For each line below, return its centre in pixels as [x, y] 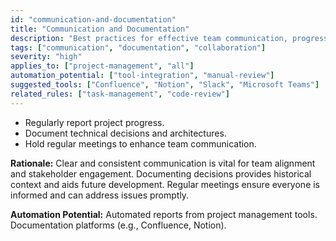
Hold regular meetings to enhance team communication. [140, 143]
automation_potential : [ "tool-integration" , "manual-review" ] [142, 76]
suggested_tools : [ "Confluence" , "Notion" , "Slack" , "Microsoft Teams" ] [165, 85]
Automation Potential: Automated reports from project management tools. [164, 214]
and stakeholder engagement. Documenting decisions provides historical [161, 173]
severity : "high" [46, 57]
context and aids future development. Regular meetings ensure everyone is [165, 184]
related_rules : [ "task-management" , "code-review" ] [120, 94]
